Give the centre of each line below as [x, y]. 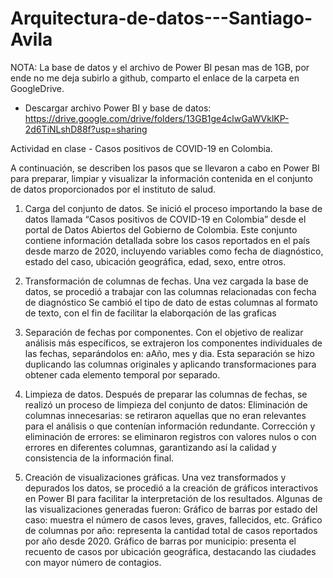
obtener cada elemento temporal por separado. [122, 374]
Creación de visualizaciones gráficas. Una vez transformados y [155, 477]
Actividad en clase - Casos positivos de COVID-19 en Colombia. [141, 148]
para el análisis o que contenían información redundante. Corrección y [170, 426]
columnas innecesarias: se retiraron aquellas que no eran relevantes [165, 415]
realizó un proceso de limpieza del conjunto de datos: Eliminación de [166, 404]
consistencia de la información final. [99, 458]
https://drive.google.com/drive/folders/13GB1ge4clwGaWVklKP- [157, 118]
